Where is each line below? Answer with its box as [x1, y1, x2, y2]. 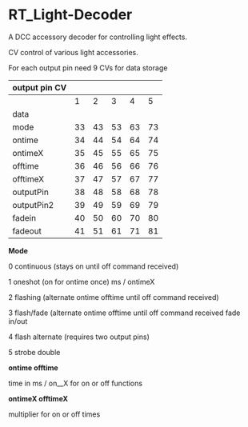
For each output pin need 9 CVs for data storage [8, 62, 168, 73]
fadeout [12, 225, 42, 237]
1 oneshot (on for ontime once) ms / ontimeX [8, 277, 155, 286]
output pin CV [12, 82, 67, 93]
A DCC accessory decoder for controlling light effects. [8, 32, 188, 42]
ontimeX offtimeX [8, 393, 69, 403]
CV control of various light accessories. [8, 47, 138, 57]
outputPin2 [12, 199, 54, 210]
